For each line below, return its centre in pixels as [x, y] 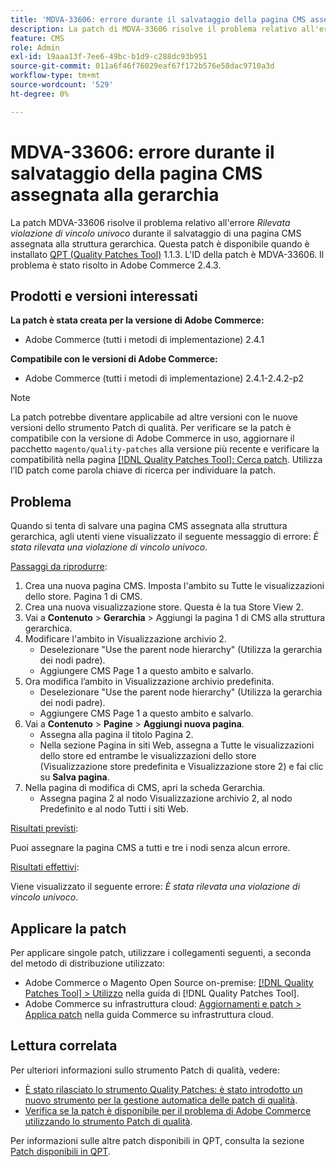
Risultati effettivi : [45, 867]
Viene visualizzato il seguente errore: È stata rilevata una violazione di [155, 887]
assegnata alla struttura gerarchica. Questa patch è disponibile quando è [160, 243]
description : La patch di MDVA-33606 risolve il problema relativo [154, 29]
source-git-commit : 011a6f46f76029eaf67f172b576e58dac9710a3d [142, 66]
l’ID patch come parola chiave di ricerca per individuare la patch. [143, 470]
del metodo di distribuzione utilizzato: [87, 963]
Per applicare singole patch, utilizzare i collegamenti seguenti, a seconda [161, 952]
